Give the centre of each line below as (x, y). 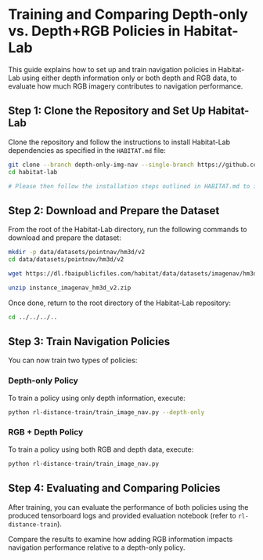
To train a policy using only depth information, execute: (97, 398)
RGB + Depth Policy (46, 432)
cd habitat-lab (33, 172)
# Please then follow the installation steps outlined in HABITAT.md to (129, 186)
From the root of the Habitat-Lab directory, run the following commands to (128, 230)
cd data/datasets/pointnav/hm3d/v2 (66, 260)
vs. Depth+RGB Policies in (94, 31)
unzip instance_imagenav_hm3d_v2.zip (70, 288)
